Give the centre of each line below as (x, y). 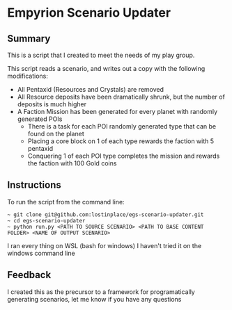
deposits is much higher (52, 104)
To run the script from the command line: (66, 202)
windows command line (41, 253)
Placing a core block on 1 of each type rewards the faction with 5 (121, 141)
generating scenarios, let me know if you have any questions (94, 299)
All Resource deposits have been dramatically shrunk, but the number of (121, 97)
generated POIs (40, 119)
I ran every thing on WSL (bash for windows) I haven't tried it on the (105, 245)
